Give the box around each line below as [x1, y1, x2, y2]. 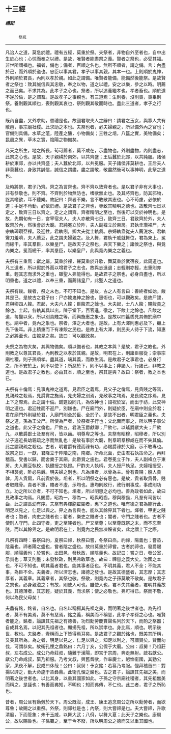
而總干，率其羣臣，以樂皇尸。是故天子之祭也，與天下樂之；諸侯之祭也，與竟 [5, 241, 166, 247]
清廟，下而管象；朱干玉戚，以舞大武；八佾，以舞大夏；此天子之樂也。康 [5, 712, 157, 718]
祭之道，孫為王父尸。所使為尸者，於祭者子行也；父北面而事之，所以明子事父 [5, 418, 166, 424]
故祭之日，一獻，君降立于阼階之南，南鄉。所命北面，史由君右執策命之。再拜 [5, 450, 166, 456]
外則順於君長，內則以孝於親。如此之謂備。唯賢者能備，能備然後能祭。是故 [5, 75, 161, 81]
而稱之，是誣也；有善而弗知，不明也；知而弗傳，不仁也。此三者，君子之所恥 [5, 682, 166, 688]
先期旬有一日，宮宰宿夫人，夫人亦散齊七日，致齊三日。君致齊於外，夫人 [14, 215, 166, 222]
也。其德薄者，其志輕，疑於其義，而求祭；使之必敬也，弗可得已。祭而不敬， [5, 588, 166, 594]
